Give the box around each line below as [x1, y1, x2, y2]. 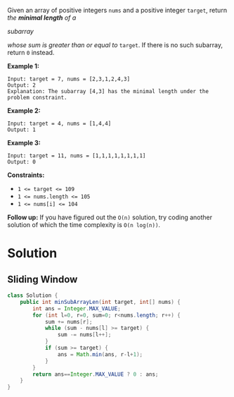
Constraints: [7, 171, 45, 179]
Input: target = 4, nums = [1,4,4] [7, 120, 112, 127]
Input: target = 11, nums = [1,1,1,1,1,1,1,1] [7, 152, 146, 159]
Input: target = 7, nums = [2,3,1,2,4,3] [7, 75, 131, 83]
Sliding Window [7, 273, 78, 285]
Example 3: [7, 139, 41, 147]
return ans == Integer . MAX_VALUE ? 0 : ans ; [32, 370, 159, 378]
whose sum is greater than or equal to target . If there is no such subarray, [7, 41, 223, 49]
